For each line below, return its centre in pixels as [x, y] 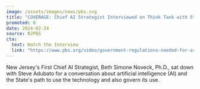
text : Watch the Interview [45, 45]
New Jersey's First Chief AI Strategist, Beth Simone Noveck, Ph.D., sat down [100, 67]
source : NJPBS [24, 34]
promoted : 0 [21, 23]
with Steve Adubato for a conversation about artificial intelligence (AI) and [97, 73]
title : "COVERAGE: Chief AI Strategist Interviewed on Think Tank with [97, 17]
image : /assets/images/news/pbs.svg [51, 12]
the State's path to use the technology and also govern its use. [83, 80]
